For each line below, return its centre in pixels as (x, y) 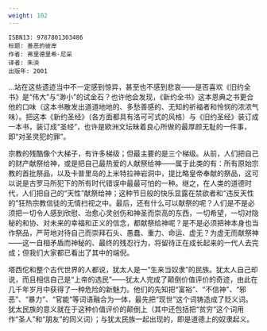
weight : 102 (28, 15)
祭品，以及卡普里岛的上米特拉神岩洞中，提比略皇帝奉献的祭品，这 (143, 173)
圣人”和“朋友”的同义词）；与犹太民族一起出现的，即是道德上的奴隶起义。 (136, 319)
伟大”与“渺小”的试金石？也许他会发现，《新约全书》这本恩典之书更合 (143, 97)
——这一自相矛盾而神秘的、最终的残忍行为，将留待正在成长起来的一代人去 (130, 242)
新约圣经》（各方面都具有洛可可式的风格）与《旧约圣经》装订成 (156, 117)
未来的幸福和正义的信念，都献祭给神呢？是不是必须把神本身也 (151, 222)
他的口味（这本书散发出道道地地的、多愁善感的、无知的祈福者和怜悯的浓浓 (130, 106)
